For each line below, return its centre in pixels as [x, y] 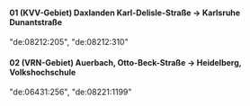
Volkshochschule [43, 72]
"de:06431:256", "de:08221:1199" [71, 92]
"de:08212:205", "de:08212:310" [69, 42]
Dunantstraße [36, 22]
